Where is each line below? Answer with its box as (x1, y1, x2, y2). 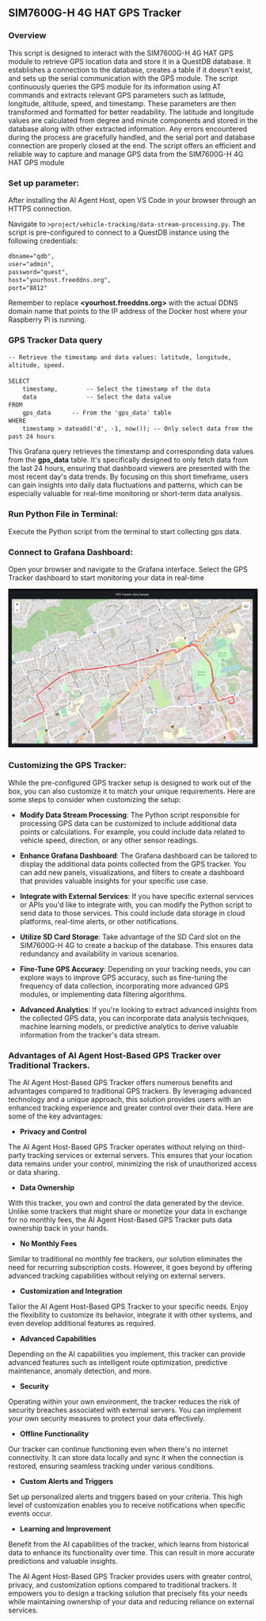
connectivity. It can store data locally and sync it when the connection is (8, 1452, 244, 1462)
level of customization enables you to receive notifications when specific (8, 1500, 245, 1509)
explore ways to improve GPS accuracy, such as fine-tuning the (19, 973, 228, 982)
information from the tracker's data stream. (19, 1030, 161, 1039)
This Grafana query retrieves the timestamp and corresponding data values (8, 447, 254, 457)
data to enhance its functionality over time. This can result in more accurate (8, 1547, 255, 1557)
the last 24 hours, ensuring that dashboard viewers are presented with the (8, 464, 251, 473)
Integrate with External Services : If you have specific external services (19, 891, 254, 900)
